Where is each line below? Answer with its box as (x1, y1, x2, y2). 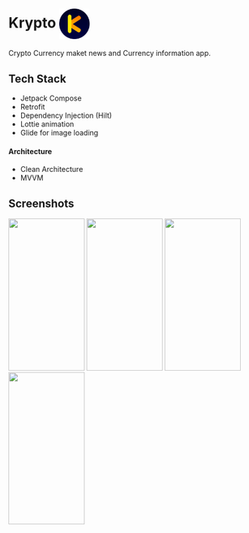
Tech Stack (8, 71, 67, 85)
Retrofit (19, 102, 45, 112)
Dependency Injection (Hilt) (19, 110, 112, 121)
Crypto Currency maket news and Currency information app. (8, 49, 211, 58)
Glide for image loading (19, 128, 99, 138)
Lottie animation (19, 119, 75, 129)
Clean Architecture (19, 165, 84, 174)
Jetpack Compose (19, 93, 83, 103)
